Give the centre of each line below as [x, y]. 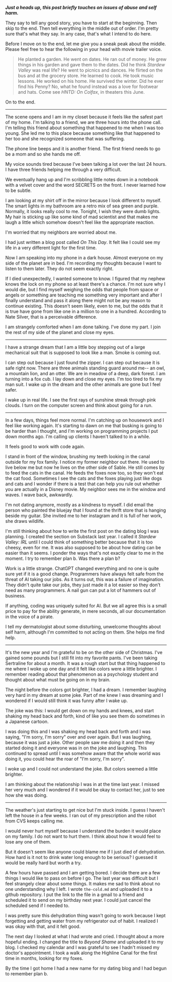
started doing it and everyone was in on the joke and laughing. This [76, 748]
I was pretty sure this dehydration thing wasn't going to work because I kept [85, 915]
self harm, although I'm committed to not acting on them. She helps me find [85, 632]
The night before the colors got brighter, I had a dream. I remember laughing [86, 690]
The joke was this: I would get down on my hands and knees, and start [80, 711]
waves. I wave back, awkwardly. [39, 495]
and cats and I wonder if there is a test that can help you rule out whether [83, 484]
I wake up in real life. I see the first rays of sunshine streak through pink [81, 400]
